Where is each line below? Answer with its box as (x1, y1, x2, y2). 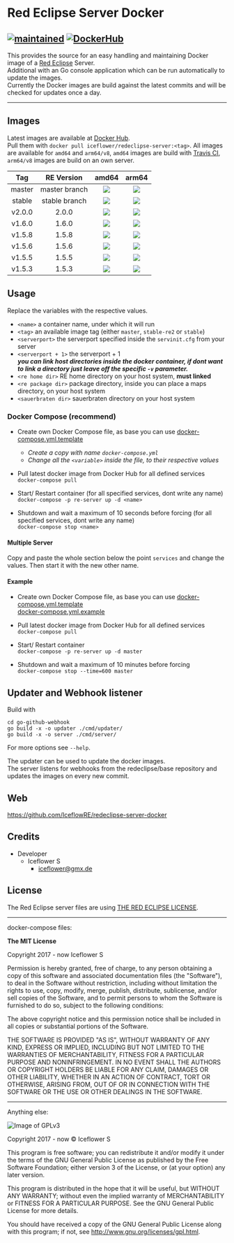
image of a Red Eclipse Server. (7, 59, 95, 67)
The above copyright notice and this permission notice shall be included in (7, 1014, 221, 1023)
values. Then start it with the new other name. (7, 561, 139, 570)
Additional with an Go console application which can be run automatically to (7, 66, 225, 74)
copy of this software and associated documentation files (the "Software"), (7, 971, 223, 979)
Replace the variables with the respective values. (7, 306, 148, 315)
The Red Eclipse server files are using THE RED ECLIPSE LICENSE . (7, 903, 198, 912)
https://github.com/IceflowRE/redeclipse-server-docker (7, 810, 167, 819)
